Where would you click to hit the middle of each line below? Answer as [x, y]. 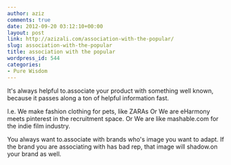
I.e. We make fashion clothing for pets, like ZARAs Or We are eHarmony [109, 111]
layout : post [26, 33]
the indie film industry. [39, 126]
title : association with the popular [61, 52]
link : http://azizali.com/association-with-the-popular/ [91, 39]
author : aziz [26, 13]
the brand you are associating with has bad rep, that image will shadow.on [113, 146]
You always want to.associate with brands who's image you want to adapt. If [116, 139]
